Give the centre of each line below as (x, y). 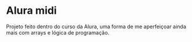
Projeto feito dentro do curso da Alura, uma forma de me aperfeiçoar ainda (96, 26)
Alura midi (32, 11)
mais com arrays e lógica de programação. (58, 32)
